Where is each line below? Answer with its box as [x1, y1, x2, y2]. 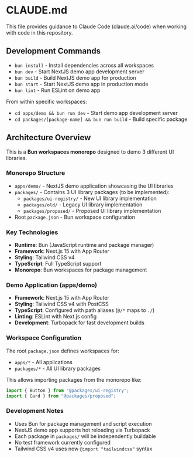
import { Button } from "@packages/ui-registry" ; [6, 388, 130, 393]
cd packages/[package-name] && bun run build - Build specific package [14, 116, 188, 123]
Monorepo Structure [6, 169, 66, 177]
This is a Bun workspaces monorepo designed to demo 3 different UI [6, 148, 174, 155]
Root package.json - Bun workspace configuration [14, 213, 136, 220]
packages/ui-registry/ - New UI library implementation [23, 195, 157, 202]
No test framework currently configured [14, 439, 111, 446]
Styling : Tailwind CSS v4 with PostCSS [14, 300, 109, 308]
